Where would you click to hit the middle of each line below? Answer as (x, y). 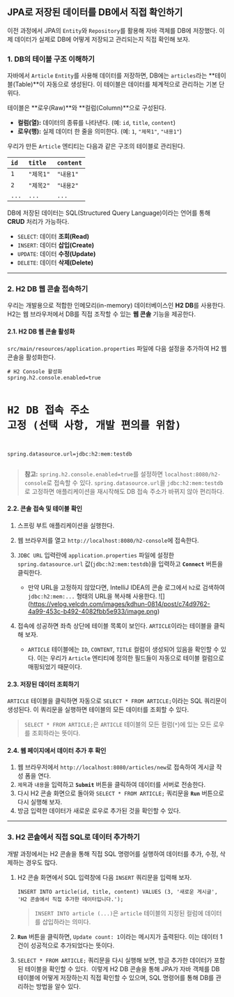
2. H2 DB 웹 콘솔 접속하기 (48, 289)
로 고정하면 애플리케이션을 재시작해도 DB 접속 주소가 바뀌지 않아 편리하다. (124, 491)
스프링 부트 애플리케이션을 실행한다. (66, 525)
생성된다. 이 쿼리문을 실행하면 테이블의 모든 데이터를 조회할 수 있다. (98, 710)
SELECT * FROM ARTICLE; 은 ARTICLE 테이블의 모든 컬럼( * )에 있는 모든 (118, 724)
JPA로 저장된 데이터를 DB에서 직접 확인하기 (95, 12)
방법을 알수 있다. (58, 986)
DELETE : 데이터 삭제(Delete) (55, 263)
